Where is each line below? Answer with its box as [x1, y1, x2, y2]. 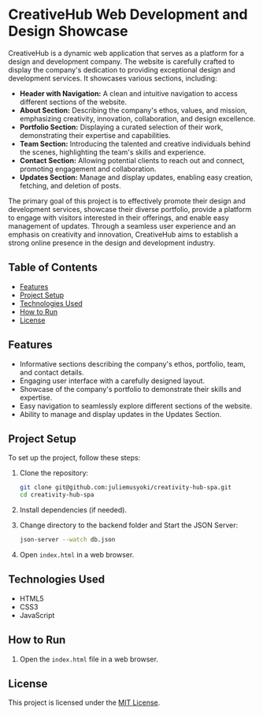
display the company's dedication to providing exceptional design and [8, 65, 235, 74]
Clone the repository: [19, 468, 89, 478]
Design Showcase [8, 22, 128, 40]
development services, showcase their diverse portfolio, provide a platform [8, 204, 252, 214]
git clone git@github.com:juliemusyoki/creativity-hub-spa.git [19, 483, 232, 492]
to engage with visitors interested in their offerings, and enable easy [8, 213, 230, 222]
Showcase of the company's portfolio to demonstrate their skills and [19, 384, 242, 393]
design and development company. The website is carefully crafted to [8, 57, 235, 66]
